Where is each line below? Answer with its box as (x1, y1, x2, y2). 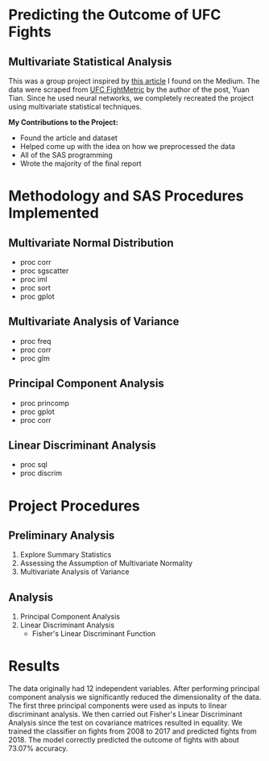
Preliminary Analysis (8, 529, 115, 543)
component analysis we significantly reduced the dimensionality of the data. (8, 693, 262, 702)
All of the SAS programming (19, 151, 113, 159)
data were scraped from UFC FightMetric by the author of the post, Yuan (8, 85, 250, 94)
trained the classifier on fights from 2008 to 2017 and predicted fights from (8, 726, 258, 736)
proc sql (19, 460, 48, 469)
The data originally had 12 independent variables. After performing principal (8, 684, 260, 693)
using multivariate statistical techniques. (8, 102, 143, 111)
